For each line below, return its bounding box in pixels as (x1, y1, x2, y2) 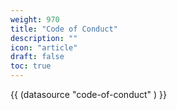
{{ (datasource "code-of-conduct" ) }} (10, 89, 167, 100)
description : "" (10, 33, 78, 43)
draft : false (10, 52, 65, 62)
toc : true (10, 61, 52, 71)
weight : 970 (10, 14, 60, 25)
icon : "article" (10, 42, 78, 53)
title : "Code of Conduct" (10, 24, 118, 34)
